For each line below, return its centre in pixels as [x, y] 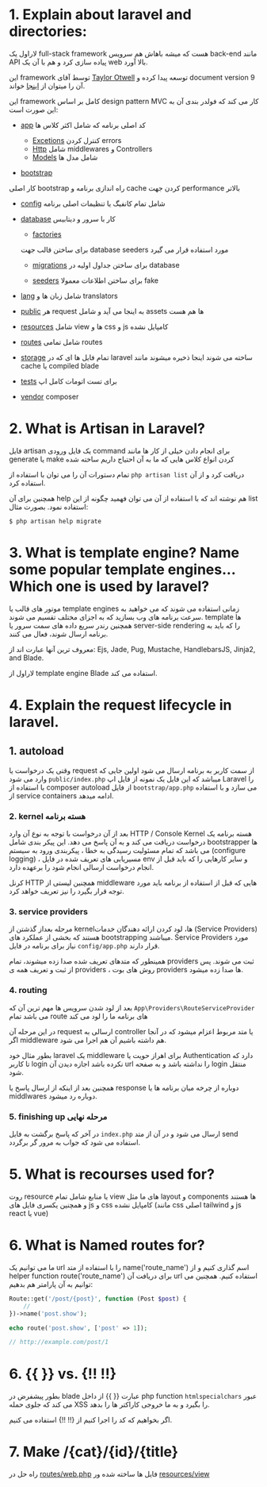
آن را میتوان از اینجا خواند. [47, 86]
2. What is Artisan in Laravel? [107, 429]
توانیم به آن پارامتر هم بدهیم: [51, 1284]
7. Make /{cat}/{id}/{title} [94, 1452]
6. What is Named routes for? [107, 1246]
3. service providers [48, 912]
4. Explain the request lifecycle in [120, 705]
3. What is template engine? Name [124, 553]
